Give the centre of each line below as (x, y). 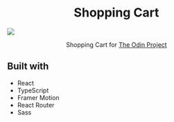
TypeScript (33, 90)
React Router (36, 105)
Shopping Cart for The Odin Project (116, 44)
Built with (28, 67)
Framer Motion (38, 97)
